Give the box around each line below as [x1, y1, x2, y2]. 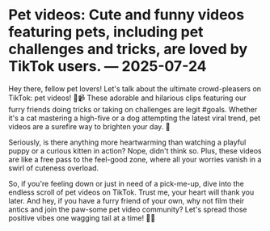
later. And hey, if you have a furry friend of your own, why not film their [8, 195, 245, 205]
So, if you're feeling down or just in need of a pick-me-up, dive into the [8, 178, 244, 188]
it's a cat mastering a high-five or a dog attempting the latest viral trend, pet [8, 113, 261, 123]
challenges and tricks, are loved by [8, 40, 248, 58]
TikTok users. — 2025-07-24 [8, 57, 208, 76]
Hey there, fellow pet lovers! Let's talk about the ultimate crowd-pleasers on [8, 83, 261, 94]
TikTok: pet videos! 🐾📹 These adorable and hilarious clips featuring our [8, 93, 247, 103]
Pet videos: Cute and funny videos [8, 6, 245, 24]
